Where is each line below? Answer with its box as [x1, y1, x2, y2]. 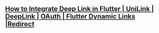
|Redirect [5, 20, 35, 28]
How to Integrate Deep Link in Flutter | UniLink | [5, 5, 154, 13]
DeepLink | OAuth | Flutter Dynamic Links [5, 13, 136, 21]
